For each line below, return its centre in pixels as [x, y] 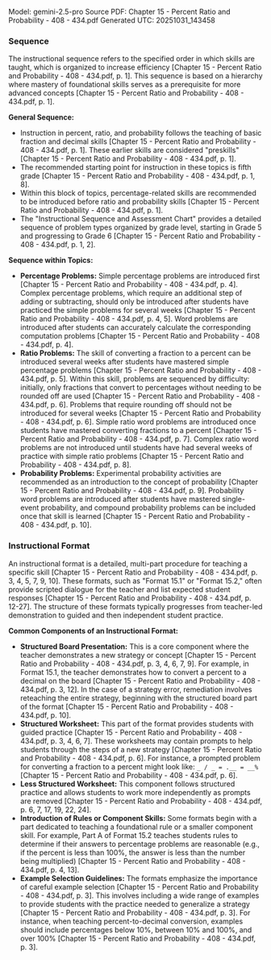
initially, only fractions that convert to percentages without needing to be [141, 388]
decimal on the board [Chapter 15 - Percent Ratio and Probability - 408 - [140, 680]
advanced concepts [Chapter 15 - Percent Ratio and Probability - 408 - [126, 93]
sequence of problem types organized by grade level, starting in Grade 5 [141, 227]
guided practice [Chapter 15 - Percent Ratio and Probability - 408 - [131, 732]
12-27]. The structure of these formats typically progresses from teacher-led [135, 606]
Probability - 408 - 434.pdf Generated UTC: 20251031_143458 [112, 20]
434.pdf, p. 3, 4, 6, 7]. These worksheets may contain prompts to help [136, 741]
